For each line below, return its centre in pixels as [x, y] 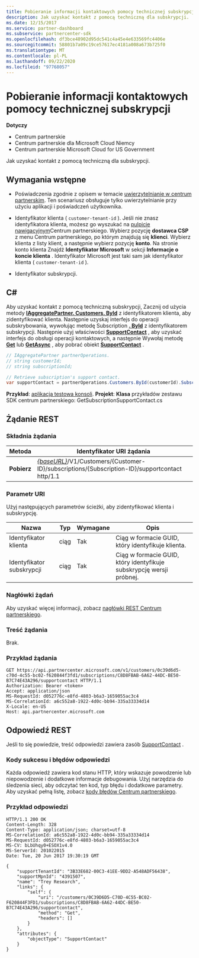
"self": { [39, 892]
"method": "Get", [59, 913]
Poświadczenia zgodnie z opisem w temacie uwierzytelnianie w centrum [103, 194]
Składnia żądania [31, 436]
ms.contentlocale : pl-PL [37, 56]
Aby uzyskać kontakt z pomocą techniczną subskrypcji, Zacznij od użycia [96, 306]
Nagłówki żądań [30, 595]
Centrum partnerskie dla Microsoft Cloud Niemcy [75, 143]
